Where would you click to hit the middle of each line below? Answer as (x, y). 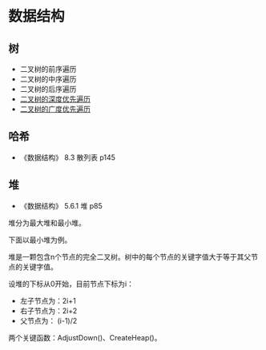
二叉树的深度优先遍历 (55, 99)
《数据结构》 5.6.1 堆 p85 (61, 205)
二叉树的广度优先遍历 (55, 109)
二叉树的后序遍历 (48, 89)
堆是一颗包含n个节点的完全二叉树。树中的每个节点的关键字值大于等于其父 (130, 257)
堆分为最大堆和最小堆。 (47, 223)
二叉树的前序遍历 (48, 69)
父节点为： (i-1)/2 (48, 320)
